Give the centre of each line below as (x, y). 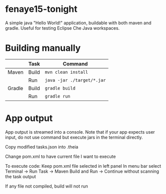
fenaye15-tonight (41, 9)
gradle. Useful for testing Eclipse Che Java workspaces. (62, 28)
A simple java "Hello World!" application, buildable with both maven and (78, 23)
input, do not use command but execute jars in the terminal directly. (74, 137)
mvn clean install (66, 72)
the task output (21, 176)
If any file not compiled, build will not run (47, 186)
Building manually (43, 48)
